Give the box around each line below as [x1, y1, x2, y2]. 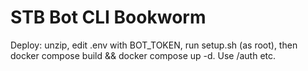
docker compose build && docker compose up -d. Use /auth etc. [10, 49, 277, 61]
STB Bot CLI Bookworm [10, 6, 207, 29]
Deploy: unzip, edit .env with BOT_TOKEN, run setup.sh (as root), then [10, 39, 298, 51]
